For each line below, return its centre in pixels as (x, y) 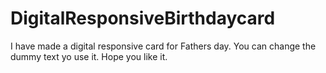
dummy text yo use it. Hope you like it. (89, 56)
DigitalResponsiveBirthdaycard (143, 18)
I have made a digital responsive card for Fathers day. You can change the (163, 46)
